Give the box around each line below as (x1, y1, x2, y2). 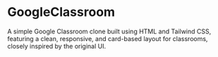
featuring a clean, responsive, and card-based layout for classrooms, (7, 34, 208, 42)
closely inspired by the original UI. (7, 42, 107, 50)
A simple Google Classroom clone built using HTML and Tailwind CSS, (7, 27, 212, 35)
